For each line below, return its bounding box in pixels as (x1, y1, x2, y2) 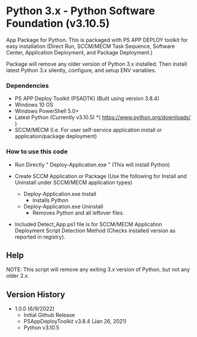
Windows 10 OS (14, 101, 53, 108)
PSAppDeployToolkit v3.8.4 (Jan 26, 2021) (23, 318, 127, 325)
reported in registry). (14, 233, 66, 240)
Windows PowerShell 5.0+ (14, 108, 79, 115)
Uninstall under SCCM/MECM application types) (14, 179, 133, 186)
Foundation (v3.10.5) (6, 17, 110, 30)
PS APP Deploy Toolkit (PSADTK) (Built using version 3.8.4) (14, 95, 160, 102)
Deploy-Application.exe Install (23, 190, 96, 197)
